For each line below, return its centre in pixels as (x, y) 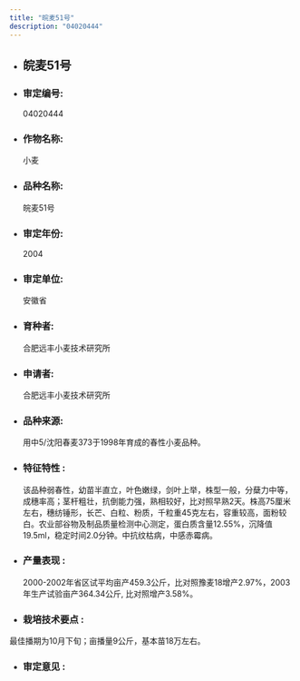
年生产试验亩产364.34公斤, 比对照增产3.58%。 (110, 593)
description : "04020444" (56, 26)
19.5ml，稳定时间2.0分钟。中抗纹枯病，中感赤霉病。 (120, 535)
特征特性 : (44, 469)
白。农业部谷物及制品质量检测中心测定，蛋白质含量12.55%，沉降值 (148, 524)
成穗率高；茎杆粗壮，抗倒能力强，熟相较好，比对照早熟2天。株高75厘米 (157, 501)
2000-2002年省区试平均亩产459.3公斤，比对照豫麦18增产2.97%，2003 (156, 582)
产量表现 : (44, 561)
